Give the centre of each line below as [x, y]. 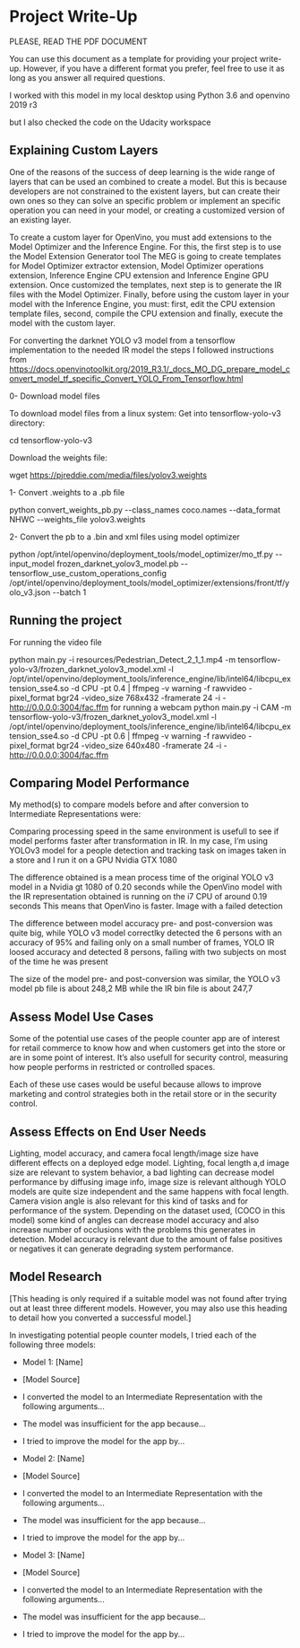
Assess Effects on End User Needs [108, 1131]
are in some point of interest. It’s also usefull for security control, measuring [149, 1057]
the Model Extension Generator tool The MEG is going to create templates [146, 256]
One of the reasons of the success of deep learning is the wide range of [142, 171]
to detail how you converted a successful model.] [100, 1318]
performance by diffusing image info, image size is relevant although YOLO [148, 1182]
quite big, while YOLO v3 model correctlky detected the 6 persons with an [146, 933]
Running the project [66, 621]
